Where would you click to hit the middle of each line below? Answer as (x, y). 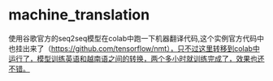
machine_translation (79, 15)
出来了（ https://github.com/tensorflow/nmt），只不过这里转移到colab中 (141, 48)
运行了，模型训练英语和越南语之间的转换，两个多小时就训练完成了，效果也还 (136, 58)
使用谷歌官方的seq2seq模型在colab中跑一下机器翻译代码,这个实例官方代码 (133, 38)
